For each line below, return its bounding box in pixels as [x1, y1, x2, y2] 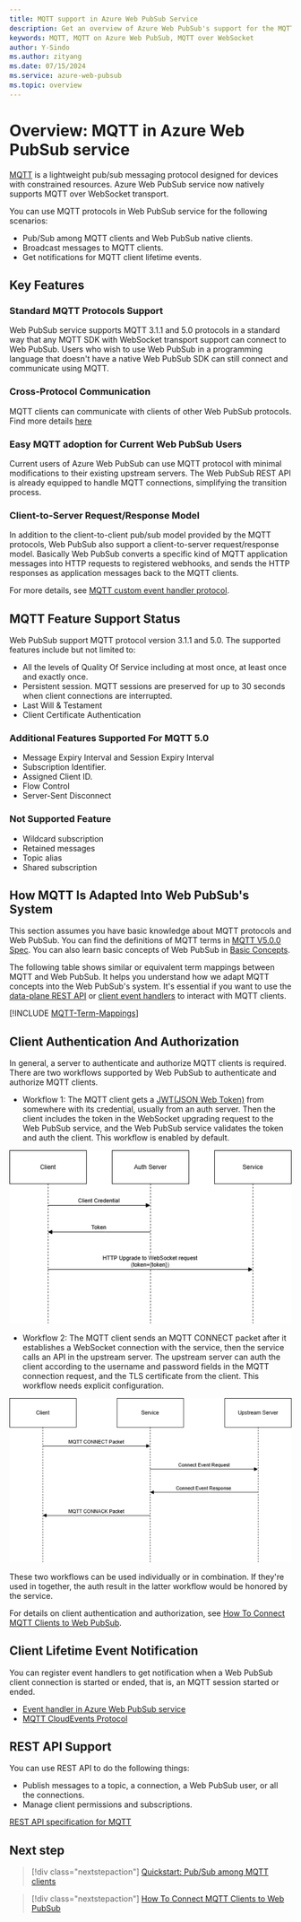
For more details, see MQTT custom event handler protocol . [9, 585, 230, 596]
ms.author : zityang [9, 52, 82, 62]
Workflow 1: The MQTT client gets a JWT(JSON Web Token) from [21, 1095, 264, 1105]
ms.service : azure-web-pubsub [9, 72, 123, 81]
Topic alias [21, 852, 63, 863]
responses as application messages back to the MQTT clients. [9, 568, 239, 579]
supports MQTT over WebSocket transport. [9, 188, 169, 199]
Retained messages [21, 843, 96, 853]
